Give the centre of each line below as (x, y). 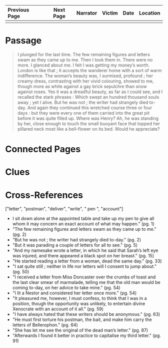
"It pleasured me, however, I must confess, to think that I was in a (79, 298)
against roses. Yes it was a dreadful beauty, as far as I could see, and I (90, 92)
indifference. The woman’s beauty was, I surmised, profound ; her (85, 76)
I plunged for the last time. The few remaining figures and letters (83, 54)
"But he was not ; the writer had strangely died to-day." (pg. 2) (77, 240)
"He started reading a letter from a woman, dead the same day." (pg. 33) (87, 261)
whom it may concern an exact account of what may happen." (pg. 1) (83, 224)
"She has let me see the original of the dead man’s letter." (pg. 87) (80, 330)
